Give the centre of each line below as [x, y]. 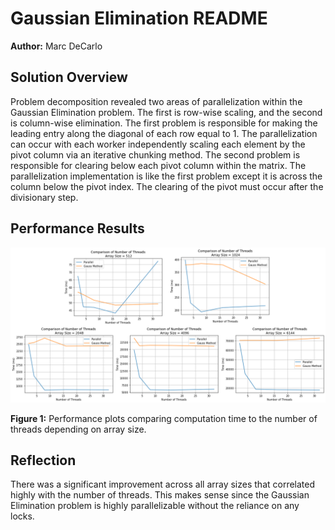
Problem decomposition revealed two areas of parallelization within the [156, 101]
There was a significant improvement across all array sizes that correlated [163, 484]
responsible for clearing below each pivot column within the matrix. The [158, 165]
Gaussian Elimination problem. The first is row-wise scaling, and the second [166, 112]
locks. [22, 516]
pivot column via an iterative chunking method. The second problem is [155, 154]
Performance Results [77, 228]
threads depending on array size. [78, 429]
